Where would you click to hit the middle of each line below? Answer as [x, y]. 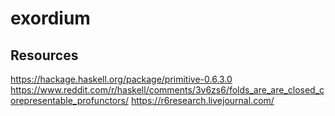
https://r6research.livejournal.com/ [202, 100]
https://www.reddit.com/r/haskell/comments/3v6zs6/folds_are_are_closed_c [167, 90]
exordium [50, 18]
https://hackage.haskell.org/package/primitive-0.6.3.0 [121, 79]
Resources [44, 55]
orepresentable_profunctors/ [69, 100]
